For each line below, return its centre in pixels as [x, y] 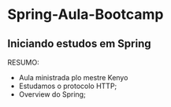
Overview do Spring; [52, 94]
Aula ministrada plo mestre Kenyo [73, 77]
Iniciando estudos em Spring [79, 44]
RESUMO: [24, 62]
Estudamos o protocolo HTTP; [68, 86]
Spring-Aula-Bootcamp [85, 15]
